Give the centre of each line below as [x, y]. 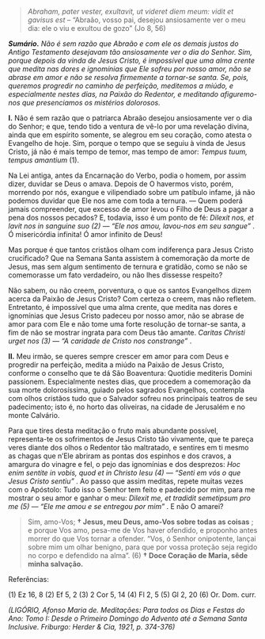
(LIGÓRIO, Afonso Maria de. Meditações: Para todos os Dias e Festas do [127, 610]
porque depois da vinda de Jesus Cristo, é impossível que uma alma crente [132, 60]
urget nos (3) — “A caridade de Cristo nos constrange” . [100, 341]
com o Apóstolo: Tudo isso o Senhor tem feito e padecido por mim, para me [132, 490]
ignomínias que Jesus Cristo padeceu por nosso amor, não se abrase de [126, 316]
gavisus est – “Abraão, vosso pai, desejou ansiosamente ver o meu [136, 20]
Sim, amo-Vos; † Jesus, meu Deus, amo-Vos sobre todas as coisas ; [140, 522]
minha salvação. [55, 564]
